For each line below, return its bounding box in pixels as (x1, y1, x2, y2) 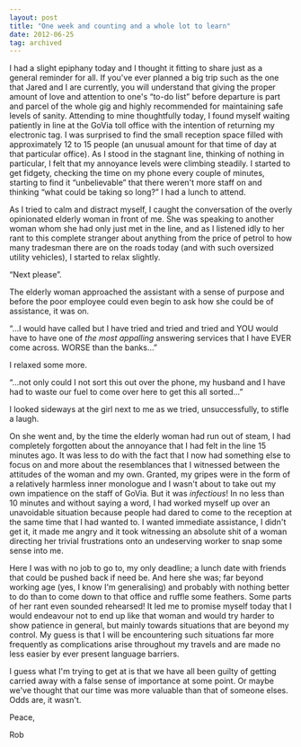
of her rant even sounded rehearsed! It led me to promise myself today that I (9, 601, 292, 611)
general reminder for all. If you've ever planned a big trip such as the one (9, 73, 279, 83)
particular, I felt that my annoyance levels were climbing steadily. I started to (9, 158, 291, 169)
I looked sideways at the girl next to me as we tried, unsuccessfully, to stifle (9, 404, 289, 415)
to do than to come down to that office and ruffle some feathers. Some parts (9, 592, 292, 602)
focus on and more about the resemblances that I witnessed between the (9, 460, 280, 470)
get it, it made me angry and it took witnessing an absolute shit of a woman (9, 526, 288, 537)
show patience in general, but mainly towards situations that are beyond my (9, 620, 289, 631)
